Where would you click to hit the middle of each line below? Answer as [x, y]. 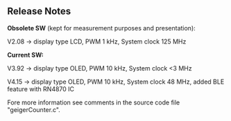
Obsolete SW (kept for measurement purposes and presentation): [101, 28]
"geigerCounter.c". [34, 109]
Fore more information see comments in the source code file [94, 102]
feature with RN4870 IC [41, 89]
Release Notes [39, 11]
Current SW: [25, 55]
